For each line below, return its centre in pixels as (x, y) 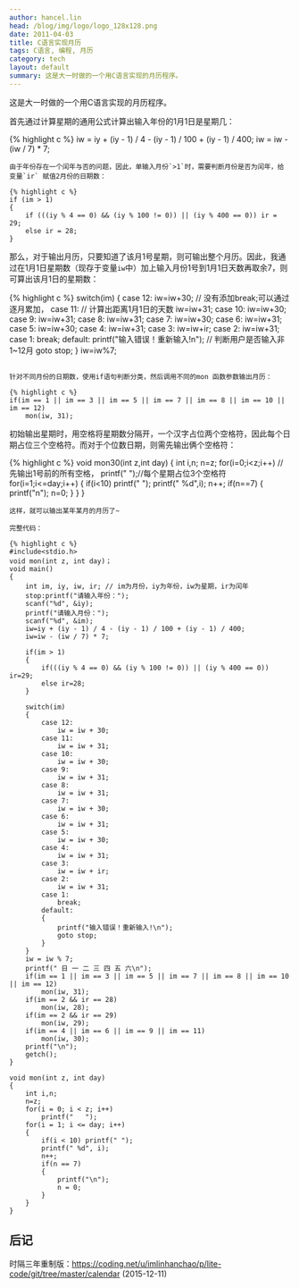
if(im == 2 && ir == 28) (71, 999)
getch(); (42, 1054)
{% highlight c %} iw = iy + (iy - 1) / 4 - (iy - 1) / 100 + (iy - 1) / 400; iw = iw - (149, 139)
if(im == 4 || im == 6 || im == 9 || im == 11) (115, 1031)
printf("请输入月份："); (67, 613)
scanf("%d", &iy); (59, 603)
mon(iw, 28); (66, 1007)
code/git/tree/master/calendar (65, 1274)
